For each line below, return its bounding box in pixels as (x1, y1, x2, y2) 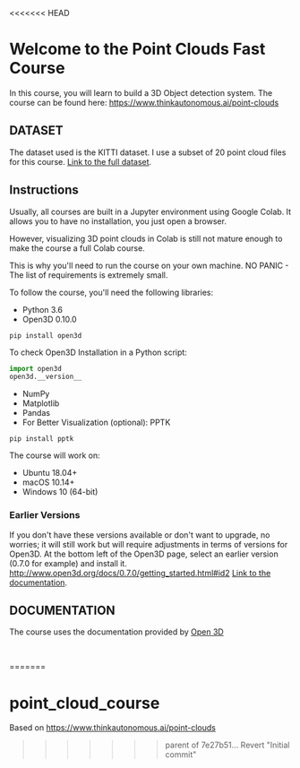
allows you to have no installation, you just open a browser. (9, 215, 227, 227)
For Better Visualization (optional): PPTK (21, 417, 171, 428)
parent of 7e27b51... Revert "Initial (165, 739, 290, 751)
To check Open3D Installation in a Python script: (9, 347, 188, 358)
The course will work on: (9, 450, 100, 461)
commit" (165, 749, 197, 760)
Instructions (9, 183, 79, 198)
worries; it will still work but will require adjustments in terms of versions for (9, 539, 288, 549)
